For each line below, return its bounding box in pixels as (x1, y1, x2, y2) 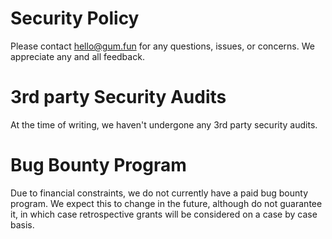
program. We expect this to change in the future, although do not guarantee (10, 197, 323, 209)
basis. (10, 218, 35, 231)
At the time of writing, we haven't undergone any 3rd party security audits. (10, 118, 318, 131)
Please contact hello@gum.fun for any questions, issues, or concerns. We (10, 40, 315, 52)
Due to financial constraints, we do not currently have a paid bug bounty (10, 187, 309, 199)
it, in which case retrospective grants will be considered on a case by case (10, 208, 318, 220)
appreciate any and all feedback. (10, 50, 145, 62)
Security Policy (10, 7, 140, 30)
